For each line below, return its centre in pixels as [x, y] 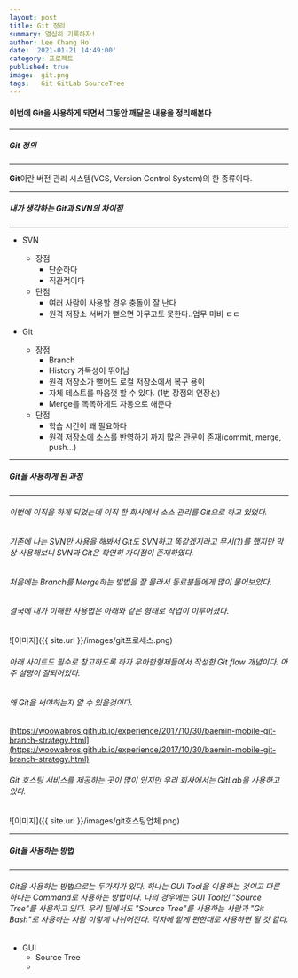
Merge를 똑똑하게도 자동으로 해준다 [110, 403]
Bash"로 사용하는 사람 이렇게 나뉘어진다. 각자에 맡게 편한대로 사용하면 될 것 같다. [149, 919]
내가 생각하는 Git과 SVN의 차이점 [66, 209]
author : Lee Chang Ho [49, 42]
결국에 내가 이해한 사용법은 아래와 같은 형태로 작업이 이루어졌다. [119, 611]
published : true [39, 68]
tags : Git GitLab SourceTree [67, 83]
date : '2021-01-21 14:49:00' [63, 51]
